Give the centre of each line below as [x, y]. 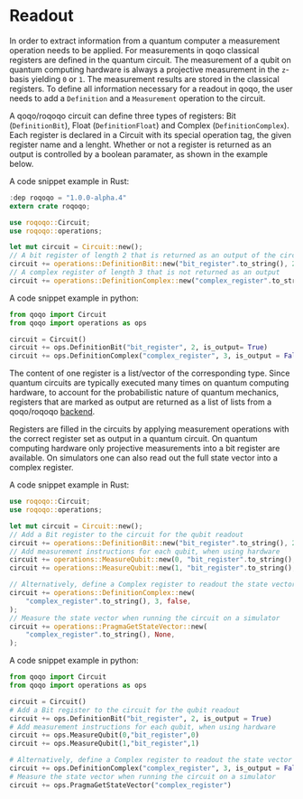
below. [22, 163]
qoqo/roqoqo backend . [52, 412]
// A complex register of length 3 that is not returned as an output [145, 273]
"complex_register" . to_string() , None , [101, 635]
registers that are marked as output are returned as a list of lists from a [141, 402]
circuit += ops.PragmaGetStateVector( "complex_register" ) [120, 785]
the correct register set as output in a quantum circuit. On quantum [133, 439]
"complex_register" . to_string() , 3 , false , [109, 601]
